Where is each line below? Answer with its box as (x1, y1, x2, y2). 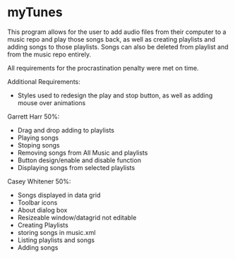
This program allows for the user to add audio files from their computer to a (7, 28, 227, 36)
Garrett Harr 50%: (7, 112, 60, 121)
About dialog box (17, 205, 68, 214)
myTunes (7, 4, 63, 20)
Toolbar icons (17, 198, 58, 207)
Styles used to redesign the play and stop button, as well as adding (17, 91, 213, 100)
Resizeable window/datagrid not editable (17, 213, 137, 222)
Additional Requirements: (7, 77, 80, 85)
